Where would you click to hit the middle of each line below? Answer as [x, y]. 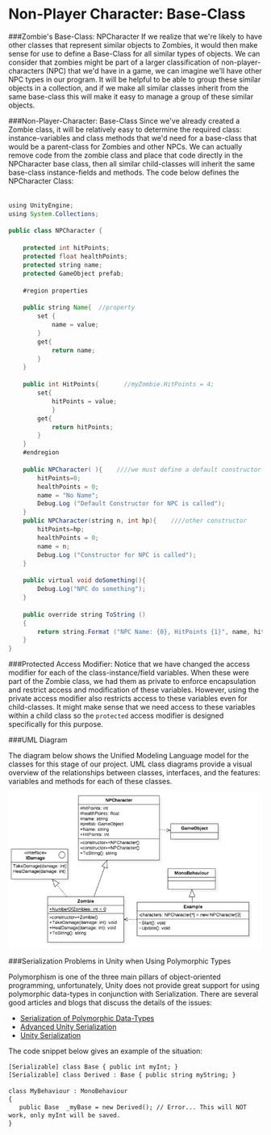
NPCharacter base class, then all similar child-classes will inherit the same [132, 163]
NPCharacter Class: [41, 181]
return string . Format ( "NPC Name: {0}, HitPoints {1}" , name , [144, 631]
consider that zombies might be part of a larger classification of [114, 62]
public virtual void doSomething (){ [85, 580]
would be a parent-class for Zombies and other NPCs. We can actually [125, 146]
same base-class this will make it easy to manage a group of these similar [131, 96]
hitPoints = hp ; [61, 530]
